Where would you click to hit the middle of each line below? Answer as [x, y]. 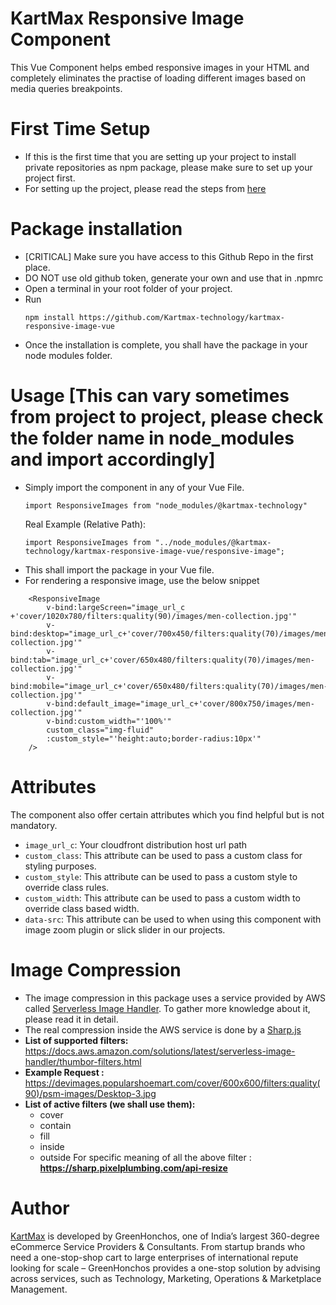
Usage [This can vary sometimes [150, 396]
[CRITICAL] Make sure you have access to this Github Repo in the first [169, 256]
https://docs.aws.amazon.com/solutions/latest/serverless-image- [160, 1051]
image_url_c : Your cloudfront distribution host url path [136, 844]
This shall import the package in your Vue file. [119, 569]
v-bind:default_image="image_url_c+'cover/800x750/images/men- [180, 703]
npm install [49, 317]
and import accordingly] [113, 459]
